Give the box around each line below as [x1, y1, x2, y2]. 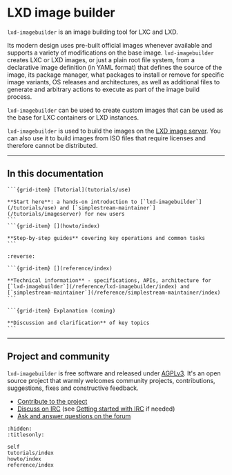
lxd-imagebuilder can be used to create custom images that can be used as [7, 106, 224, 114]
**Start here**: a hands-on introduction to [7, 198, 137, 205]
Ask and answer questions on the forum [17, 411, 131, 420]
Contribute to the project [17, 397, 88, 405]
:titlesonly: [7, 431, 45, 438]
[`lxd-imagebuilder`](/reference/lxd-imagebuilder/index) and [7, 283, 190, 290]
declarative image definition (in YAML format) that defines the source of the [7, 63, 222, 71]
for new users [84, 210, 126, 217]
